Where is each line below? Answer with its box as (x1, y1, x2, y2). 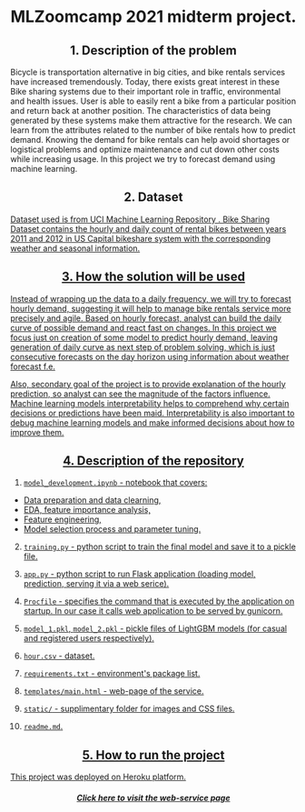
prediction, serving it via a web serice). (23, 578, 170, 589)
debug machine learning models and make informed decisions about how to (10, 416, 295, 428)
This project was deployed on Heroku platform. (10, 771, 187, 783)
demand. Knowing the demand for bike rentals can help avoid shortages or (10, 135, 290, 145)
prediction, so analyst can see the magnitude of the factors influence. (10, 388, 271, 399)
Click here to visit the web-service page (76, 792, 231, 803)
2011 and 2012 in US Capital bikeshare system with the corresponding (10, 233, 271, 244)
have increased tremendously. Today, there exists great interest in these (10, 76, 280, 87)
